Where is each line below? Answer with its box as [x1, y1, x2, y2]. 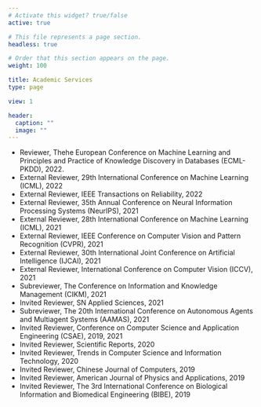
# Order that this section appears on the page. [8, 54, 170, 63]
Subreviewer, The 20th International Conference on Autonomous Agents [19, 306, 253, 316]
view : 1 [8, 97, 34, 105]
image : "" [15, 126, 47, 134]
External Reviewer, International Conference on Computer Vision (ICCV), [19, 265, 253, 274]
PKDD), [19, 164, 44, 174]
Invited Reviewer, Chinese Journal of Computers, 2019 [19, 365, 196, 374]
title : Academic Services [8, 76, 92, 84]
